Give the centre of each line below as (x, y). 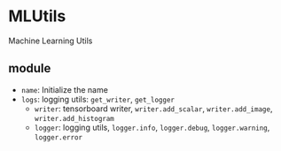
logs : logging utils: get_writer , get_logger (98, 99)
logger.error (59, 137)
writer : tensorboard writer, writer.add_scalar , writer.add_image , (153, 109)
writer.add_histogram (74, 118)
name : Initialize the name (64, 89)
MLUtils (37, 16)
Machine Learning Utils (51, 41)
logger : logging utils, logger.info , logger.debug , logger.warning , (152, 127)
